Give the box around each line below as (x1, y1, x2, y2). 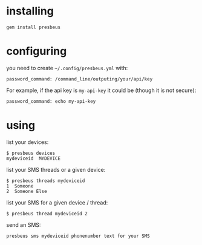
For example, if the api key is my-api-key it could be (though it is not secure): (6, 87, 197, 94)
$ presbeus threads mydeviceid (6, 177, 85, 184)
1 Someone (6, 183, 34, 189)
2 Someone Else (6, 188, 47, 194)
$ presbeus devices (6, 150, 56, 156)
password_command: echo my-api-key (6, 98, 96, 104)
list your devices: (6, 138, 49, 146)
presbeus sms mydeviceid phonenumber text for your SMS (6, 233, 150, 239)
